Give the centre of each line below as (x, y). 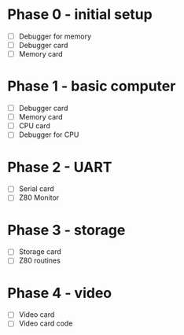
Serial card (36, 189)
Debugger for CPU (49, 134)
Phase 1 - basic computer (92, 86)
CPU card (34, 126)
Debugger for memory (55, 36)
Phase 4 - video (59, 293)
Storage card (40, 252)
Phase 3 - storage (66, 230)
